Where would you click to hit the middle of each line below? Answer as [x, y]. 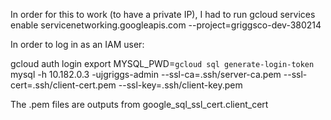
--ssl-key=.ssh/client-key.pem [180, 85]
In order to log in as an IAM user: [77, 44]
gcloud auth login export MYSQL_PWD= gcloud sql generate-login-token [162, 63]
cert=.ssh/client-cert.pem [63, 85]
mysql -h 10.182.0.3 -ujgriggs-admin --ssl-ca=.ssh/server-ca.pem [146, 74]
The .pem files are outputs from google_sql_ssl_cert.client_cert [139, 104]
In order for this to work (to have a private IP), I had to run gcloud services [163, 14]
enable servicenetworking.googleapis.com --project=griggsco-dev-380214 [166, 25]
